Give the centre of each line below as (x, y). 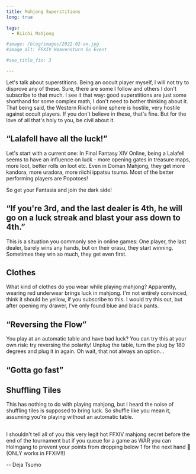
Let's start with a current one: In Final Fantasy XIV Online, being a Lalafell (95, 153)
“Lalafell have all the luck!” (57, 139)
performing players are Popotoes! (47, 178)
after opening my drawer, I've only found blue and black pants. (83, 306)
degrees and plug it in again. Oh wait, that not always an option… (85, 351)
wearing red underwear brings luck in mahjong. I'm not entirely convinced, (97, 293)
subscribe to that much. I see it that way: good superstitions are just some (97, 95)
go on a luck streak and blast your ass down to (93, 218)
